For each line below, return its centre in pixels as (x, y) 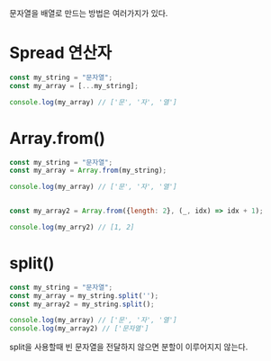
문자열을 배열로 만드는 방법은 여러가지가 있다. (89, 13)
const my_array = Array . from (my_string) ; (88, 171)
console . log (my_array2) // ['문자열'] (79, 329)
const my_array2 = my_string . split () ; (82, 304)
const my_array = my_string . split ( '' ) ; (84, 295)
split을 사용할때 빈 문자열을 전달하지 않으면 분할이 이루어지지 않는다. (129, 347)
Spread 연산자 (61, 53)
